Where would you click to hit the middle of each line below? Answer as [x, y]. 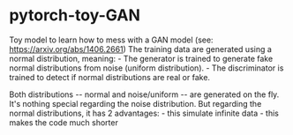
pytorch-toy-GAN [75, 15]
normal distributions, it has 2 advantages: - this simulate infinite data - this [144, 113]
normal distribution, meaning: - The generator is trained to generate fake [141, 58]
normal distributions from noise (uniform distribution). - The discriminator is [146, 68]
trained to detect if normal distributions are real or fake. [109, 77]
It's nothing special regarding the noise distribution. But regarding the [135, 103]
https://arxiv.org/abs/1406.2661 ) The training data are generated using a [140, 49]
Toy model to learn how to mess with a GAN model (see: [111, 40]
